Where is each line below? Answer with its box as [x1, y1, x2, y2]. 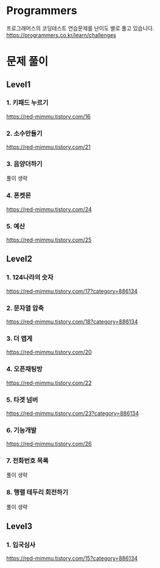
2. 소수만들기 [6, 129, 43, 138]
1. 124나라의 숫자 [6, 273, 54, 282]
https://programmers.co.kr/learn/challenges [6, 31, 117, 38]
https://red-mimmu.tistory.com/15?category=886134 [6, 555, 138, 562]
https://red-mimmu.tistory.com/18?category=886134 [6, 318, 138, 325]
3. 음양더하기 [6, 160, 43, 168]
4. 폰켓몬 [6, 191, 32, 200]
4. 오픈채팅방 [6, 365, 43, 373]
